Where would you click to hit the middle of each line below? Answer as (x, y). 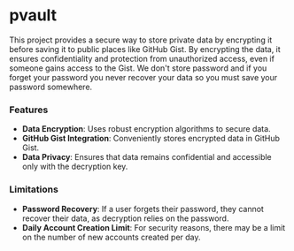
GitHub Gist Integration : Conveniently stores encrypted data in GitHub (151, 139)
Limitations (34, 189)
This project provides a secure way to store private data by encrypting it (141, 40)
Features (29, 110)
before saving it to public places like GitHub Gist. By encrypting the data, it (145, 49)
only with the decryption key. (75, 167)
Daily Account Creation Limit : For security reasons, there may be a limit (154, 227)
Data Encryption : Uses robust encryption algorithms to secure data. (147, 129)
